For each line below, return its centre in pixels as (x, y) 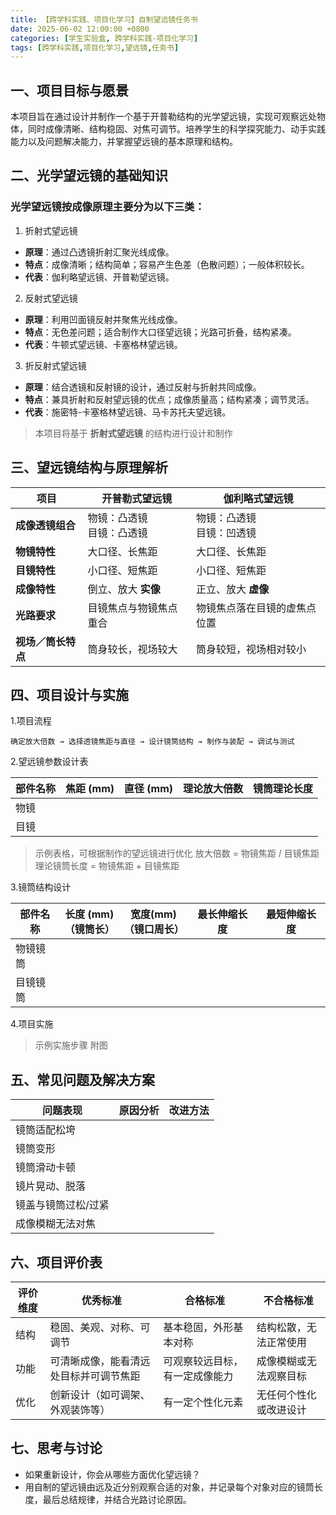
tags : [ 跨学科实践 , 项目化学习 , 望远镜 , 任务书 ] (95, 47)
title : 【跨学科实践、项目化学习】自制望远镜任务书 (104, 19)
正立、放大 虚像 (232, 589)
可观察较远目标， (203, 1361)
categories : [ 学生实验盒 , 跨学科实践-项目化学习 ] (104, 38)
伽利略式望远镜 (258, 498)
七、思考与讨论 (56, 1448)
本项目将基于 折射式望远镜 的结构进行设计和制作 (133, 433)
